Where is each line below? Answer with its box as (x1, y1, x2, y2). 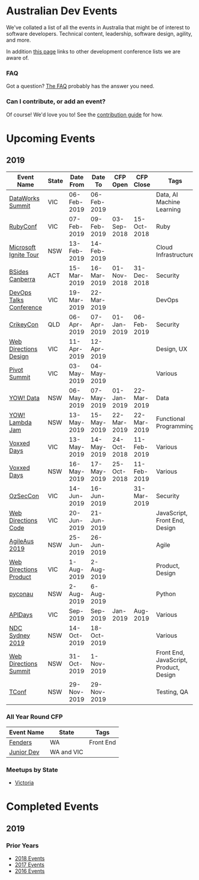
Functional (156, 414, 185, 423)
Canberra (9, 275, 36, 283)
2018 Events (14, 855, 45, 862)
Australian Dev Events (6, 4, 117, 18)
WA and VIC (50, 748, 84, 756)
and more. (6, 36, 31, 43)
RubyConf (9, 222, 37, 230)
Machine (156, 198, 181, 206)
